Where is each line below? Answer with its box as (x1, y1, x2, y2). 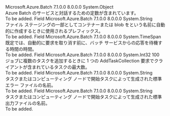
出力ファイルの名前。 (5, 100, 50, 106)
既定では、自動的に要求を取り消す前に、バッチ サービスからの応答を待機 (5, 40, 158, 46)
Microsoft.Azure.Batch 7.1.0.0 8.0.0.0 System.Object (5, 4, 114, 10)
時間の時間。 (9, 46, 37, 52)
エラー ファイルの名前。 (5, 82, 56, 88)
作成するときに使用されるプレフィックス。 (14, 28, 103, 34)
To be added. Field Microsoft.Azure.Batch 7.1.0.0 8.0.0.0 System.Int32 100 (5, 52, 160, 58)
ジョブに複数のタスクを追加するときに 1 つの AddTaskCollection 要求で (5, 58, 154, 64)
